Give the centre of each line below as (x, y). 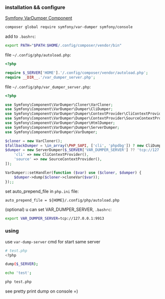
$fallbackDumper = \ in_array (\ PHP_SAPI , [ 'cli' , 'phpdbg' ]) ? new (74, 146)
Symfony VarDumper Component (39, 18)
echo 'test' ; (18, 273)
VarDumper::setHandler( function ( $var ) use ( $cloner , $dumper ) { (73, 173)
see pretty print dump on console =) (42, 291)
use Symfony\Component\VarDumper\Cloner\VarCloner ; (59, 105)
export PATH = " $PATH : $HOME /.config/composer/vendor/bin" (63, 46)
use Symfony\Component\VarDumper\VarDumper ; (51, 132)
